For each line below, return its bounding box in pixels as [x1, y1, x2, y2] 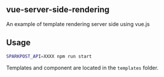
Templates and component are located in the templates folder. [6, 64, 159, 71]
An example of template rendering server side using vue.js [6, 20, 150, 27]
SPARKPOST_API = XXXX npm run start [6, 53, 92, 59]
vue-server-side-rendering [6, 5, 110, 15]
